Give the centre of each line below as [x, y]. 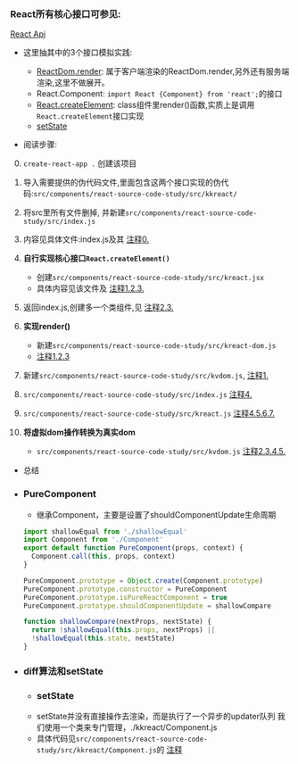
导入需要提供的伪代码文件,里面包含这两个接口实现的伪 [122, 183]
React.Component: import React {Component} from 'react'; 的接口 [159, 94]
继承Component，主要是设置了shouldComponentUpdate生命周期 [156, 514]
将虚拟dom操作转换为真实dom [79, 432]
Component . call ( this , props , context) [103, 556]
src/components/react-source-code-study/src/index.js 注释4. [137, 394]
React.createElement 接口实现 [90, 116]
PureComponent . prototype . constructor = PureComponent [125, 589]
